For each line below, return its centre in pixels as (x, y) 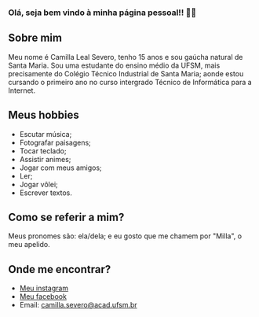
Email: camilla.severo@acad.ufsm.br (78, 305)
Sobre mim (35, 38)
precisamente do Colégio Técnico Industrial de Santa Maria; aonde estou (126, 73)
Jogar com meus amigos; (60, 168)
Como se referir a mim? (66, 217)
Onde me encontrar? (60, 269)
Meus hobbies (44, 115)
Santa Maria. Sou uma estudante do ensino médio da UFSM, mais (114, 65)
